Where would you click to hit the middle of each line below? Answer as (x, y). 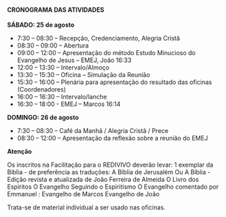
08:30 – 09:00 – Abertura (53, 45)
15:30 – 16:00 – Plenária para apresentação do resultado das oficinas (114, 82)
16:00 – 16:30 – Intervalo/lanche (62, 97)
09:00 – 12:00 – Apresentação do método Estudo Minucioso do (106, 53)
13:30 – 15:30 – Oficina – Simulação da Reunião (83, 75)
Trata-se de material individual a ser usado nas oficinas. (87, 207)
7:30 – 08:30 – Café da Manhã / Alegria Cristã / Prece (93, 131)
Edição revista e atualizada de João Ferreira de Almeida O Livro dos (103, 180)
